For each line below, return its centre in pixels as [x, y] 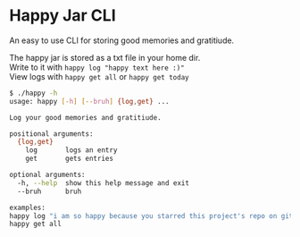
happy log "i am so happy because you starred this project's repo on [143, 216]
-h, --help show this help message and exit [104, 183]
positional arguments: [51, 134]
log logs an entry [71, 150]
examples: [28, 207]
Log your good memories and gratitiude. [86, 117]
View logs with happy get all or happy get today [99, 76]
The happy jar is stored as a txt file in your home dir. [105, 57]
